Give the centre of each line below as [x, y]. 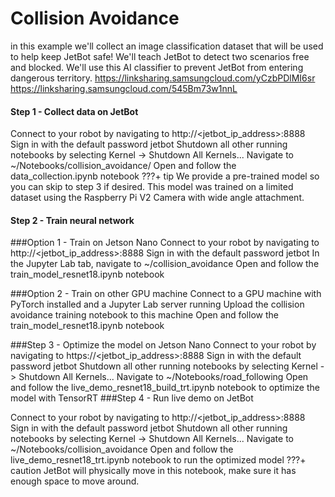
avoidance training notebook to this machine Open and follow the [144, 315]
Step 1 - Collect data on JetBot [74, 111]
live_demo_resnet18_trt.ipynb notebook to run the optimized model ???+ [158, 460]
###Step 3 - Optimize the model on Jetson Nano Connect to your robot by [163, 345]
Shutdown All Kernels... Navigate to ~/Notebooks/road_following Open [163, 377]
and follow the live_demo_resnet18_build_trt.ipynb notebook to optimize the [165, 388]
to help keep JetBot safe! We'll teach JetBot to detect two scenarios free [160, 56]
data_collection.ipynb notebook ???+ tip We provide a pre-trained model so [165, 176]
